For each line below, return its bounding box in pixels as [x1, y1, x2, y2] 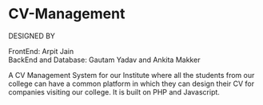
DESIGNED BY [8, 31, 56, 41]
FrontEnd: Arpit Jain [8, 46, 74, 56]
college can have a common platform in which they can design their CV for [8, 79, 254, 88]
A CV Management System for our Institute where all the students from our [8, 70, 255, 80]
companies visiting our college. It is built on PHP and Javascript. [8, 87, 220, 96]
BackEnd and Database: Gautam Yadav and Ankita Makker [8, 55, 201, 64]
